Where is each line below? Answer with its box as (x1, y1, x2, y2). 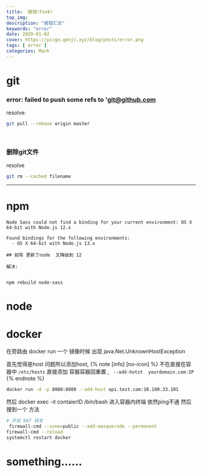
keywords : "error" (6, 25, 52, 32)
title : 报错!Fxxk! (6, 8, 54, 15)
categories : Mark (6, 48, 50, 54)
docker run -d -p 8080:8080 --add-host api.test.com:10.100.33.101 (6, 387, 179, 393)
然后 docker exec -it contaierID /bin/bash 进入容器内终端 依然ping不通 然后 (6, 398, 192, 405)
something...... (6, 455, 82, 469)
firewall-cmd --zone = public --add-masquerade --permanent (8, 423, 158, 429)
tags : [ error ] (6, 43, 47, 49)
